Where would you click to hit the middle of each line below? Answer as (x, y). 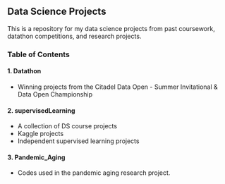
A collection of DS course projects (67, 126)
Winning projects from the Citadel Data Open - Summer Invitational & (118, 87)
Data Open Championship (55, 94)
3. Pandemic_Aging (36, 157)
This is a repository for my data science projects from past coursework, (111, 28)
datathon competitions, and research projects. (74, 36)
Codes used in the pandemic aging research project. (94, 173)
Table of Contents (39, 54)
